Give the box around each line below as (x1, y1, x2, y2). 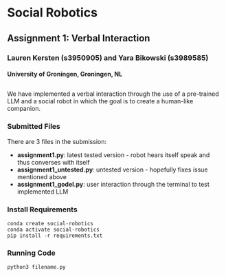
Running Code (7, 248, 56, 258)
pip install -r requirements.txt (7, 232, 103, 239)
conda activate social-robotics (7, 226, 100, 234)
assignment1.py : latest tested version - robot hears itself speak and (16, 150, 210, 159)
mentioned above (16, 172, 67, 181)
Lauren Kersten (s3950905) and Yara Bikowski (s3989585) (7, 53, 209, 63)
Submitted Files (7, 122, 60, 132)
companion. (7, 105, 41, 113)
